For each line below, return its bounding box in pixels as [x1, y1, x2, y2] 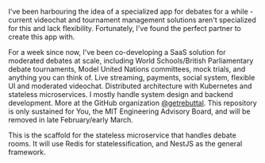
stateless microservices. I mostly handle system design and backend [8, 90, 234, 99]
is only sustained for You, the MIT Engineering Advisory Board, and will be [8, 107, 251, 116]
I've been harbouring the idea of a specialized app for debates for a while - [8, 7, 254, 16]
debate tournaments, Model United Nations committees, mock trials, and [8, 64, 246, 74]
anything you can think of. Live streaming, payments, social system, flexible [8, 73, 255, 82]
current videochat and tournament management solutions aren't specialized [8, 15, 256, 25]
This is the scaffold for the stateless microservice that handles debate [8, 130, 236, 140]
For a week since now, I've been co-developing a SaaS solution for [8, 48, 226, 56]
